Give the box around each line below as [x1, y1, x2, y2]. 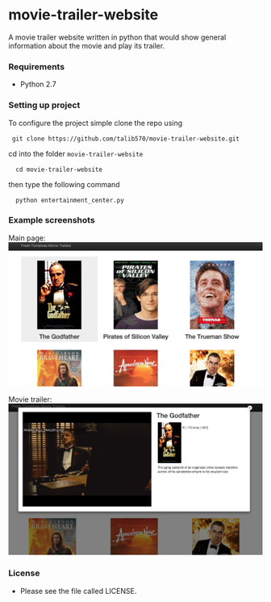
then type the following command [8, 179, 120, 189]
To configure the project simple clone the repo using [8, 118, 183, 128]
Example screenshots [8, 215, 95, 226]
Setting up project [8, 99, 81, 111]
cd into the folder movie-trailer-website [8, 148, 144, 158]
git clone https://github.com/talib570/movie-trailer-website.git [11, 135, 240, 143]
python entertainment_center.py [15, 196, 125, 204]
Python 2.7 [19, 79, 56, 90]
